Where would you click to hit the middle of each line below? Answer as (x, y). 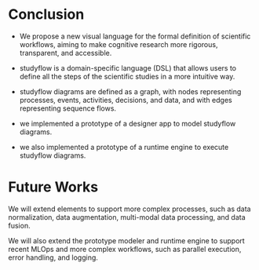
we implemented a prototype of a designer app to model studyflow (128, 123)
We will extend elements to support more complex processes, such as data (129, 209)
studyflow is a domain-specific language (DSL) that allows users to (128, 67)
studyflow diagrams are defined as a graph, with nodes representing (130, 91)
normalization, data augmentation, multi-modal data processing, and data (127, 217)
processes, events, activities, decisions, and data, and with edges (126, 100)
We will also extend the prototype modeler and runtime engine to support (126, 240)
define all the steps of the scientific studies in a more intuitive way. (127, 76)
